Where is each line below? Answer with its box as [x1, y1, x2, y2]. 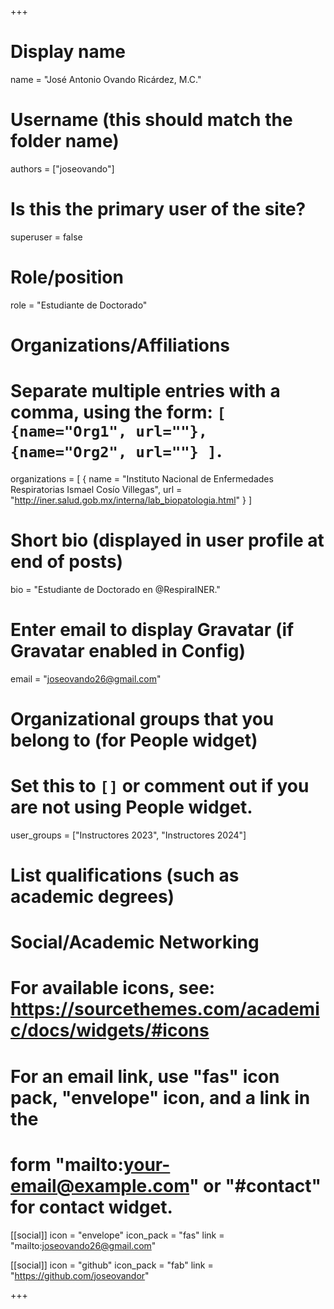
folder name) [10, 130, 120, 153]
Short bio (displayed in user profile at [10, 529, 325, 552]
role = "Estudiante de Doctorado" [10, 299, 148, 311]
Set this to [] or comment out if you [10, 775, 310, 798]
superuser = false [10, 231, 83, 243]
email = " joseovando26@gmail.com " [10, 672, 162, 685]
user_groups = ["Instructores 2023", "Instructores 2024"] [10, 829, 247, 841]
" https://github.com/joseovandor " [10, 1269, 150, 1281]
